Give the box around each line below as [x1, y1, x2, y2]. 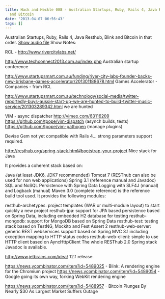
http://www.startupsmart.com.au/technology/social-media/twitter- [5, 93, 139, 99]
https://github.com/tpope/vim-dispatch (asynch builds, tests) [5, 118, 129, 124]
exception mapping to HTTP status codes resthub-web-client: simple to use [5, 234, 159, 240]
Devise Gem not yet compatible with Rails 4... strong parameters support [5, 133, 152, 139]
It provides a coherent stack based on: [5, 163, 83, 168]
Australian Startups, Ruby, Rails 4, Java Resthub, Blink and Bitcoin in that [5, 34, 152, 40]
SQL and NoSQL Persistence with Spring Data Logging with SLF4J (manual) [5, 183, 159, 189]
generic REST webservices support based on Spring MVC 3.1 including [5, 229, 148, 235]
